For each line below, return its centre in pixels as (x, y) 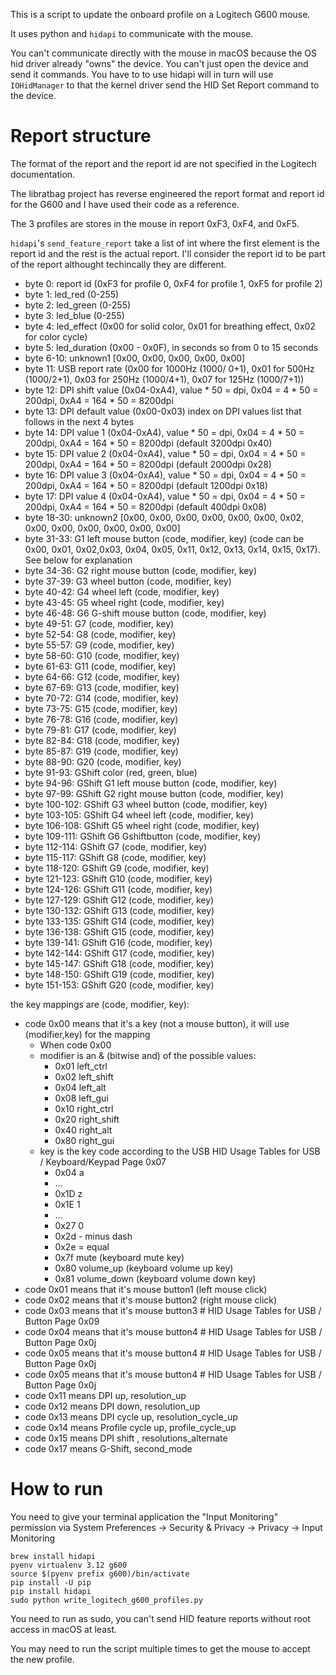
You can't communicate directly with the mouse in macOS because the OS (163, 53)
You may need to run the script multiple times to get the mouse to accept (160, 1648)
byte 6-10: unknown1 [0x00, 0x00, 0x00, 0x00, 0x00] (135, 358)
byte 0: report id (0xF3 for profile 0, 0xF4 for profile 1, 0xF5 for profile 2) (173, 283)
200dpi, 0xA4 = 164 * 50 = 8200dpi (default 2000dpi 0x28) (148, 464)
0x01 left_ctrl (81, 1066)
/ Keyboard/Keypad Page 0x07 (103, 1161)
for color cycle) (56, 336)
